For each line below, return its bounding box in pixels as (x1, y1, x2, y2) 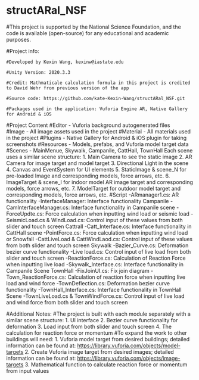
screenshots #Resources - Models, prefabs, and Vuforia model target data (6, 141, 189, 148)
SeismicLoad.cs (6, 216, 45, 223)
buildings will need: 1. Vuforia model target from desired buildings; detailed (6, 335, 190, 342)
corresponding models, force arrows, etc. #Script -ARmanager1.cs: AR (6, 191, 179, 198)
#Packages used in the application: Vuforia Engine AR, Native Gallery (6, 105, 188, 112)
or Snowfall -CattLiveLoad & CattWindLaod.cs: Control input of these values (6, 235, 192, 242)
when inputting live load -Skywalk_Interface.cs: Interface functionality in (6, 260, 184, 268)
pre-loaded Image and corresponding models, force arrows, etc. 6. (6, 172, 170, 179)
